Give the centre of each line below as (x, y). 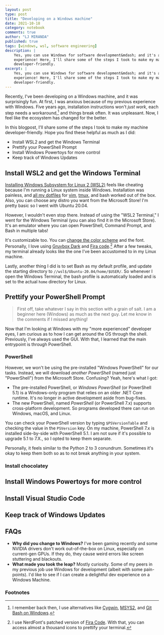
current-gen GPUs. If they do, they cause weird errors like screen (78, 554)
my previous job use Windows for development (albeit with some (77, 569)
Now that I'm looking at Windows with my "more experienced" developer (78, 329)
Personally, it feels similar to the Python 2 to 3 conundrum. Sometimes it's (79, 448)
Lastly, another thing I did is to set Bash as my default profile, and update (79, 266)
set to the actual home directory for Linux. (46, 281)
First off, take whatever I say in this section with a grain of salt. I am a (86, 309)
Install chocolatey (27, 466)
